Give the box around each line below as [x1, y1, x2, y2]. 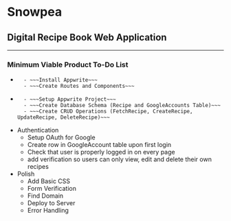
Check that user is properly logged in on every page [27, 148, 175, 156]
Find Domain [27, 191, 64, 200]
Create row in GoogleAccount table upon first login [27, 141, 172, 149]
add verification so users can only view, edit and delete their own [27, 155, 212, 163]
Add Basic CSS [27, 177, 71, 185]
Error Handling [27, 207, 69, 215]
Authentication [16, 126, 59, 135]
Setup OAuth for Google [27, 133, 96, 141]
